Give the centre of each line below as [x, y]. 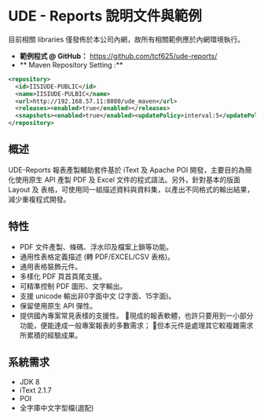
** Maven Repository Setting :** [71, 64]
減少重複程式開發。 [39, 199]
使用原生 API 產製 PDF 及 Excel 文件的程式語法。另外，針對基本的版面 [128, 179]
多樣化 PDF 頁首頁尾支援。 [62, 276]
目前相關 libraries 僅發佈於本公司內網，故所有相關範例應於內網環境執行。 [126, 39]
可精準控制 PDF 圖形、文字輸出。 [73, 286]
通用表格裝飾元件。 [51, 266]
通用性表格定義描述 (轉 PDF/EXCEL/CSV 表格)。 [97, 257]
